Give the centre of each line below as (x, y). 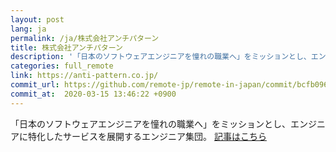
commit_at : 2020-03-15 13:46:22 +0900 (93, 94)
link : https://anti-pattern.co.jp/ (84, 76)
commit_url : (35, 85)
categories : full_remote (62, 66)
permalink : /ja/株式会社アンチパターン (85, 38)
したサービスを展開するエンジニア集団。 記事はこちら (155, 136)
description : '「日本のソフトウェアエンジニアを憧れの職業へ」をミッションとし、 (161, 57)
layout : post (37, 19)
